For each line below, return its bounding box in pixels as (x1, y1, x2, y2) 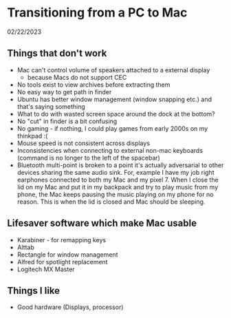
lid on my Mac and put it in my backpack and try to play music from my (16, 182, 219, 191)
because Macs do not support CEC (27, 73, 127, 81)
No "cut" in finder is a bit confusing (16, 117, 118, 125)
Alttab (16, 243, 34, 251)
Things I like (7, 284, 60, 297)
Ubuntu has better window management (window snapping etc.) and (16, 95, 212, 103)
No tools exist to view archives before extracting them (16, 81, 170, 89)
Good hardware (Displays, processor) (16, 303, 124, 311)
